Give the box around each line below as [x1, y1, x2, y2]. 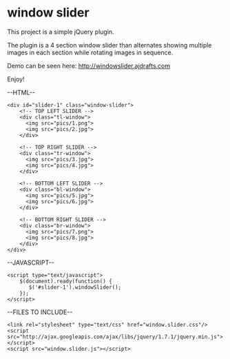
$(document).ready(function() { [19, 278, 112, 285]
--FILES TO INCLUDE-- [7, 308, 73, 316]
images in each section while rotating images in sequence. [7, 48, 174, 57]
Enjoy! [7, 74, 25, 83]
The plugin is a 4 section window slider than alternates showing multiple [7, 41, 212, 49]
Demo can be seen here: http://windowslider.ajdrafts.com [7, 61, 171, 70]
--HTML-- [7, 88, 36, 96]
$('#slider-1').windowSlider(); [28, 284, 122, 291]
